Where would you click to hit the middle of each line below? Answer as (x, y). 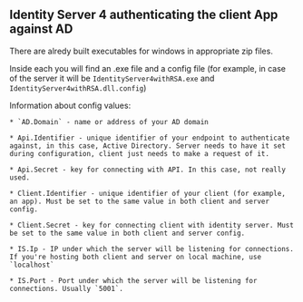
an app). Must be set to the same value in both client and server (140, 201)
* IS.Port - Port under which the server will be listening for (133, 280)
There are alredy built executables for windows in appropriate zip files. (142, 51)
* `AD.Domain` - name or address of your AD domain (109, 122)
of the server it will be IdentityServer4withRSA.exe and (112, 78)
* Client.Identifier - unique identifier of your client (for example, (147, 193)
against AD (41, 29)
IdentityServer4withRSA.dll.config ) (78, 88)
